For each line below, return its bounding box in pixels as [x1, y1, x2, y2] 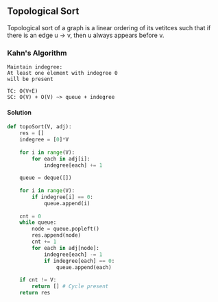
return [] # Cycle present [32, 283, 109, 290]
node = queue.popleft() [32, 226, 99, 233]
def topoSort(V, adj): [7, 124, 72, 130]
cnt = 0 [19, 213, 41, 220]
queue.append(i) [43, 200, 90, 207]
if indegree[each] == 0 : [43, 257, 115, 264]
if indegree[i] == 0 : [32, 194, 94, 200]
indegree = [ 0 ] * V [19, 137, 69, 143]
